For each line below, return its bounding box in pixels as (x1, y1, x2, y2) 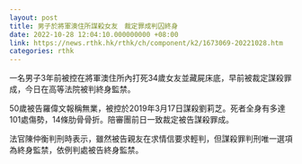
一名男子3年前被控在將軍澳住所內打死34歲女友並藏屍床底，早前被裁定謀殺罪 (9, 73, 292, 84)
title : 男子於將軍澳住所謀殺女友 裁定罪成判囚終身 (9, 22, 178, 31)
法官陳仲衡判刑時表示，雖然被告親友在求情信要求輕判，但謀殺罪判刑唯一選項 (9, 133, 293, 144)
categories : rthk (9, 47, 75, 56)
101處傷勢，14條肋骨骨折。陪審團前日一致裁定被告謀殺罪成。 (9, 114, 234, 125)
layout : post (9, 13, 58, 23)
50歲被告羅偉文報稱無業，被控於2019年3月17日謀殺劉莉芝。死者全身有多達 (9, 103, 286, 114)
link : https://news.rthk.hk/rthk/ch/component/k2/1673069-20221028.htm (9, 38, 283, 48)
